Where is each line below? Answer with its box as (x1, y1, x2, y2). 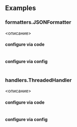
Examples (5, 4, 36, 12)
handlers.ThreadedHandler (5, 77, 72, 84)
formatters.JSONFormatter (5, 19, 72, 26)
